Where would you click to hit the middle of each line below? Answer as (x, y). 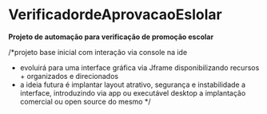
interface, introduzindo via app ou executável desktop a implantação (133, 92)
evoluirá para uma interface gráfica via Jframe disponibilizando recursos (139, 67)
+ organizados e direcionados (69, 76)
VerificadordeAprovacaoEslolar (115, 15)
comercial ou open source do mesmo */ (85, 101)
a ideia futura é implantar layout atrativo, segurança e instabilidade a (133, 85)
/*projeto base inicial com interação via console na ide (98, 52)
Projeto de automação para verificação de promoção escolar (111, 37)
